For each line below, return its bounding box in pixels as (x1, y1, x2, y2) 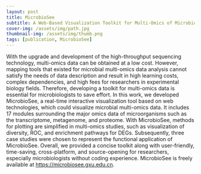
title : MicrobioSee (6, 14, 55, 20)
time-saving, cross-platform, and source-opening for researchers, (6, 148, 169, 155)
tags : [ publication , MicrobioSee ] (6, 36, 93, 42)
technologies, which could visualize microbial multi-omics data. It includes (6, 104, 190, 111)
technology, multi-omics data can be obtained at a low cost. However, (6, 59, 178, 66)
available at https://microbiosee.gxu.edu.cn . (6, 161, 115, 168)
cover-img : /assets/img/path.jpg (6, 25, 90, 32)
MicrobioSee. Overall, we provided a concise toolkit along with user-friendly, (6, 142, 195, 149)
